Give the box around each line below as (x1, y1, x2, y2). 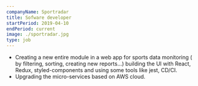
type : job (6, 37, 31, 43)
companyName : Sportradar (6, 8, 69, 15)
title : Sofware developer (6, 15, 71, 21)
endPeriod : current (6, 25, 56, 32)
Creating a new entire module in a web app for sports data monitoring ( (15, 54, 193, 61)
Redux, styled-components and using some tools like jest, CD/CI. (15, 67, 177, 73)
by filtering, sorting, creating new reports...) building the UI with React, (15, 60, 191, 67)
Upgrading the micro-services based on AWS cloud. (15, 73, 146, 80)
